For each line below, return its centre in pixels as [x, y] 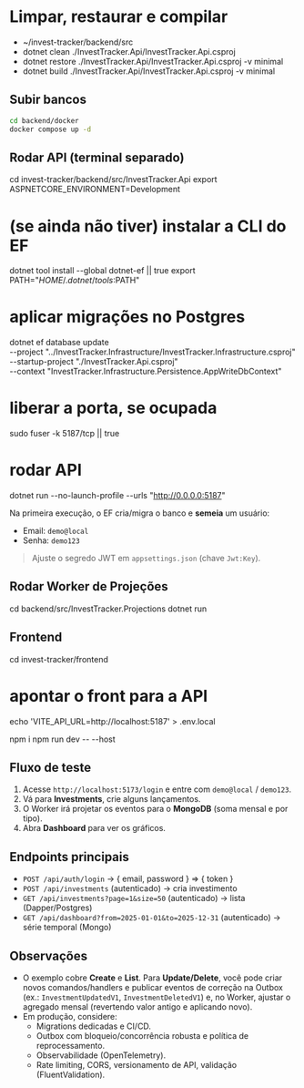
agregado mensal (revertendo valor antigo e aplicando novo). [137, 1007]
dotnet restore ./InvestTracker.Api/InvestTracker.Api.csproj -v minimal [153, 61]
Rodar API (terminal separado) [97, 157]
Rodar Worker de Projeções [89, 586]
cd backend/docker [44, 120]
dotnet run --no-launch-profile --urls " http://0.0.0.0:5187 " [117, 496]
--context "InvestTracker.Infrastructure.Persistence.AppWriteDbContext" [146, 372]
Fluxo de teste [51, 768]
